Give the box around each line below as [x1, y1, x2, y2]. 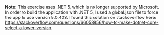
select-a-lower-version [5, 25, 51, 31]
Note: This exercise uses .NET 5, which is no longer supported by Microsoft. [5, 4, 159, 10]
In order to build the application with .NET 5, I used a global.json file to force [5, 9, 158, 15]
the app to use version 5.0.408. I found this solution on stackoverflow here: [5, 15, 157, 20]
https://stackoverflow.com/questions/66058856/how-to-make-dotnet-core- [5, 19, 159, 25]
